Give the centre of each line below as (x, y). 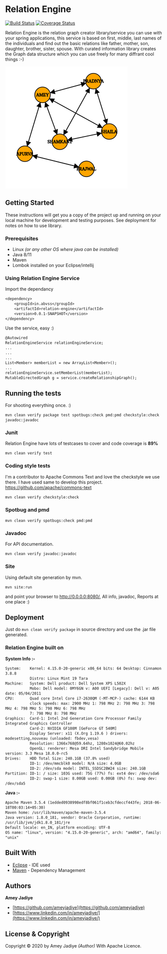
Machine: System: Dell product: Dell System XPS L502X (66, 683)
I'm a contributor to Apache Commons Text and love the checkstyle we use (83, 476)
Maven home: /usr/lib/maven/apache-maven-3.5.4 (56, 812)
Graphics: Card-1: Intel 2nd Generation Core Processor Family (73, 718)
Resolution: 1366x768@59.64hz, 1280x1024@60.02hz (82, 743)
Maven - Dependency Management (49, 870)
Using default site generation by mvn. (44, 577)
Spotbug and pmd (27, 509)
